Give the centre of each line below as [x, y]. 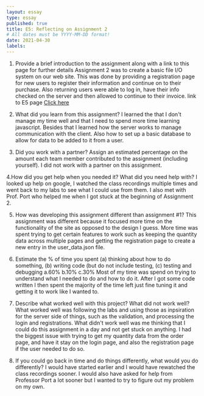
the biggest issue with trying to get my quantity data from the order [99, 335]
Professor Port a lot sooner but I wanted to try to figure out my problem [104, 380]
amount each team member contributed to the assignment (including [101, 158]
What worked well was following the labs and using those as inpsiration [105, 310]
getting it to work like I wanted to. [57, 291]
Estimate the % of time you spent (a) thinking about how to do [93, 259]
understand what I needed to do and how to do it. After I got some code [105, 278]
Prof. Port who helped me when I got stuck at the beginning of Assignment [100, 196]
